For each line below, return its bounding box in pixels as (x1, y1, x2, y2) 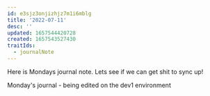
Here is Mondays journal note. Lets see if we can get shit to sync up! (7, 67, 204, 76)
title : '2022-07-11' (7, 17, 67, 23)
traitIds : (7, 42, 36, 49)
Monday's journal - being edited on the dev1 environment (7, 81, 172, 89)
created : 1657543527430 (7, 36, 76, 43)
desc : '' (7, 23, 33, 30)
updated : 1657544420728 (7, 29, 76, 37)
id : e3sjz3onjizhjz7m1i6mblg (7, 10, 92, 17)
